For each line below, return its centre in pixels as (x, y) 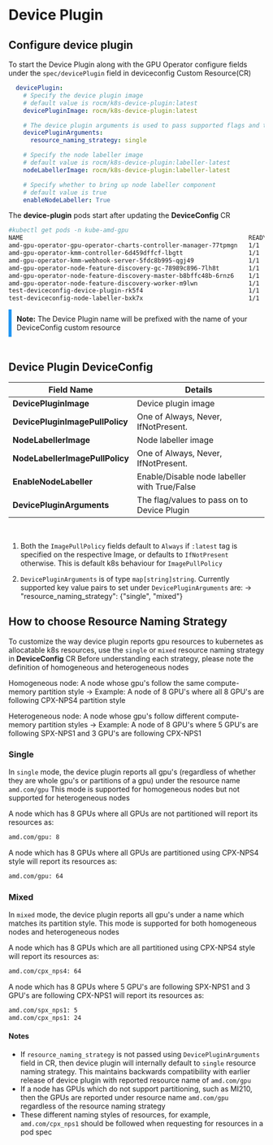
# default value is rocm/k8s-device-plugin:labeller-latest (127, 163)
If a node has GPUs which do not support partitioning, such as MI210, (136, 1089)
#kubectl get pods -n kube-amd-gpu (69, 230)
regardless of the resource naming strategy (93, 1106)
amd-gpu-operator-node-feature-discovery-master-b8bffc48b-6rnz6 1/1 (134, 275)
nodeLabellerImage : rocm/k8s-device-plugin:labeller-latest (127, 170)
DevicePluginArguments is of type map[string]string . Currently (125, 579)
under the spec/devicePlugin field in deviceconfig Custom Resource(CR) (130, 73)
